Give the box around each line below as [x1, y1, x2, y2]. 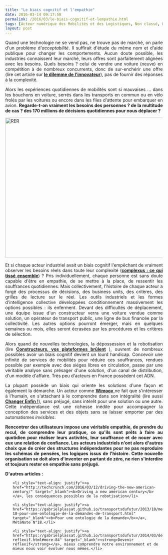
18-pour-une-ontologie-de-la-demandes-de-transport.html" [12, 511, 136, 516]
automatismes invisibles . [5, 414, 56, 420]
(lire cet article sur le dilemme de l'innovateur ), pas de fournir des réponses [5, 71, 163, 77]
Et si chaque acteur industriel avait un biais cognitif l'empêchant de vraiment [5, 262, 163, 268]
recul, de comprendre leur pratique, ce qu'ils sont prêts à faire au [5, 429, 163, 435]
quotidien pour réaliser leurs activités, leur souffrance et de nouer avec [5, 434, 163, 440]
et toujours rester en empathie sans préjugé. [5, 461, 100, 467]
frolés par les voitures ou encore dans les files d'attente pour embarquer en [5, 97, 163, 103]
